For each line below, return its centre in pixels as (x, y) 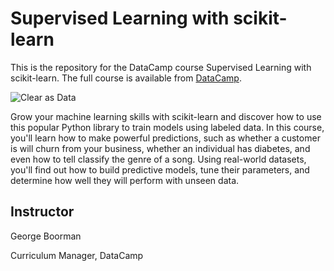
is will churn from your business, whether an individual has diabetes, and (160, 148)
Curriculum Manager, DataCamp (77, 255)
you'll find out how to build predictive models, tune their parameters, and (160, 169)
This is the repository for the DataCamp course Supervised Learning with (161, 67)
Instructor (42, 212)
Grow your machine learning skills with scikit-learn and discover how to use (166, 116)
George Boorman (46, 236)
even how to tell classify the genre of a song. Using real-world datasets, (158, 159)
